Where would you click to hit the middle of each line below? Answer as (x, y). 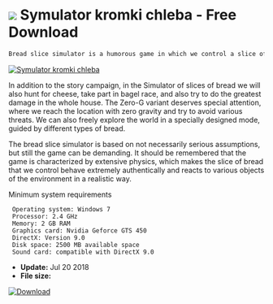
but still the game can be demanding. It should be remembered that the (128, 153)
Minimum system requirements (60, 194)
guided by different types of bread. (67, 128)
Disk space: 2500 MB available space (76, 245)
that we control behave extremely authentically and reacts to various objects (136, 170)
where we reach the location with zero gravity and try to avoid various (126, 111)
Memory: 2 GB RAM (41, 224)
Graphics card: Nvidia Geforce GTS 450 (80, 230)
